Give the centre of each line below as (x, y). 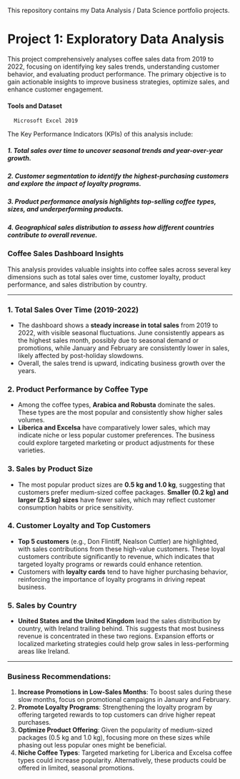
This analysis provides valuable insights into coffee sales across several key (119, 269)
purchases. (34, 723)
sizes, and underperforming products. (65, 209)
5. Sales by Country (42, 605)
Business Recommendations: (59, 677)
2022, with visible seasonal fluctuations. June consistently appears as (121, 332)
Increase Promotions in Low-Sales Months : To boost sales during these (125, 692)
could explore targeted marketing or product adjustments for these (116, 443)
